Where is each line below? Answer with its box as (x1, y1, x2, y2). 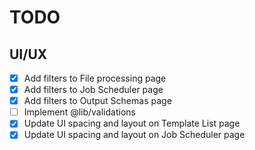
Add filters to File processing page (23, 72, 167, 84)
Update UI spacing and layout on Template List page (23, 117, 241, 130)
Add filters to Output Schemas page (23, 95, 172, 107)
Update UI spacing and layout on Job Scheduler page (23, 129, 246, 141)
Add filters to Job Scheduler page (23, 84, 164, 96)
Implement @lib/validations (23, 106, 136, 118)
